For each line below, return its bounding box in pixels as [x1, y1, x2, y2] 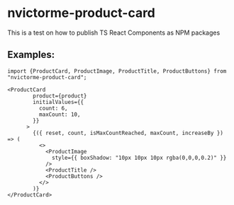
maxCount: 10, [38, 111, 81, 118]
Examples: [7, 49, 55, 61]
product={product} [33, 92, 87, 100]
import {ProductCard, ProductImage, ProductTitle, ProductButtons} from [7, 67, 227, 75]
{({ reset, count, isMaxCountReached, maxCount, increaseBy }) [33, 129, 223, 136]
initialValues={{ [33, 98, 84, 105]
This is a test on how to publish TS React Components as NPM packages [7, 28, 221, 37]
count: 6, [38, 105, 69, 112]
